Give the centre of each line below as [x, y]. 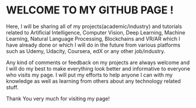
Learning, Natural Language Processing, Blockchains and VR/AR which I [93, 39]
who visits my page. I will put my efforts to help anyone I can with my [89, 75]
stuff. [12, 87]
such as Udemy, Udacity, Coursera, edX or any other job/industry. [86, 51]
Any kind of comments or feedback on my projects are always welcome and [98, 62]
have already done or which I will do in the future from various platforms [93, 45]
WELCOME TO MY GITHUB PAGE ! [90, 10]
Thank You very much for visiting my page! [58, 98]
